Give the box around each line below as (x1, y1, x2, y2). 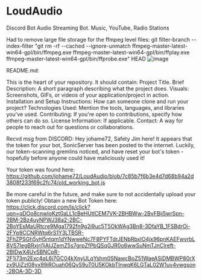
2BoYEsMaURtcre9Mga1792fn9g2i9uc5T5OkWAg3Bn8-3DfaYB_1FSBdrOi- (6, 222, 191, 230)
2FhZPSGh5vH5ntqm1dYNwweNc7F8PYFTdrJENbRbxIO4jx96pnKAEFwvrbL (6, 235, 195, 243)
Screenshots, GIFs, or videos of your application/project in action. (6, 91, 170, 98)
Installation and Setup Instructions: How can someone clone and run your (6, 98, 189, 105)
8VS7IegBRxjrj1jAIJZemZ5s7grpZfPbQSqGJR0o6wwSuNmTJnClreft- (6, 241, 176, 249)
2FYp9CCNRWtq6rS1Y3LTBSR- (6, 229, 84, 236)
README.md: (6, 66, 40, 74)
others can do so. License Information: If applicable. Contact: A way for (6, 116, 184, 124)
